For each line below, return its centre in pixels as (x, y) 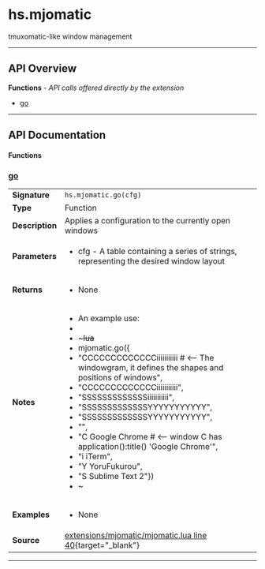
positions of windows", (120, 378)
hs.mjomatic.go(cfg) (103, 195)
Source (26, 541)
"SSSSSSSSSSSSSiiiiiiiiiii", (126, 398)
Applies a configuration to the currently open (147, 221)
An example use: (108, 319)
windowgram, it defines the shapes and (151, 368)
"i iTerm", (95, 457)
